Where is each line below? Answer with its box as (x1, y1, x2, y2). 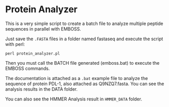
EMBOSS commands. (5, 65, 50, 71)
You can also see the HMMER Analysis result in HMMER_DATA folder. (5, 96, 142, 102)
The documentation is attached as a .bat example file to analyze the (5, 75, 148, 81)
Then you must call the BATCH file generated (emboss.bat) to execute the (5, 60, 160, 66)
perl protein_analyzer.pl (5, 51, 60, 56)
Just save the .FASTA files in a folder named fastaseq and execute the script (5, 36, 163, 42)
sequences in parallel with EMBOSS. (5, 25, 81, 32)
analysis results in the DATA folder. (5, 86, 78, 92)
